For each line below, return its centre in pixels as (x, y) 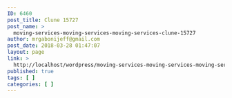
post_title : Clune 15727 (43, 20)
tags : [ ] (21, 78)
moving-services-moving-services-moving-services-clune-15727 (105, 33)
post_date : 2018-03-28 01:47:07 (54, 46)
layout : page (26, 52)
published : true (30, 71)
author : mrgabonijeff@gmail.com (54, 39)
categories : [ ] (30, 84)
